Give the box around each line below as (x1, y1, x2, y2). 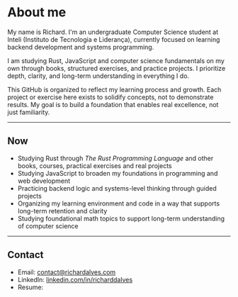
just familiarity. (7, 108, 50, 116)
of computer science (17, 221, 79, 230)
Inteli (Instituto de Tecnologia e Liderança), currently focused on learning (7, 35, 220, 43)
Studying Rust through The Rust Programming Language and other (17, 154, 214, 162)
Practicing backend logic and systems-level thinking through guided (17, 184, 217, 192)
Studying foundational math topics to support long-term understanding (17, 214, 225, 223)
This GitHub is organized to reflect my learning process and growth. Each (7, 85, 222, 94)
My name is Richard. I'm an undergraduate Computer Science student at (7, 28, 219, 36)
